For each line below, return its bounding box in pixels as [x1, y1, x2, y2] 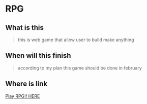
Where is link [5, 80, 47, 88]
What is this [5, 23, 44, 32]
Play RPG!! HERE [5, 93, 40, 99]
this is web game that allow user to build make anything [17, 37, 134, 43]
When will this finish [5, 51, 71, 60]
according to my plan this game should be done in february [17, 64, 142, 71]
